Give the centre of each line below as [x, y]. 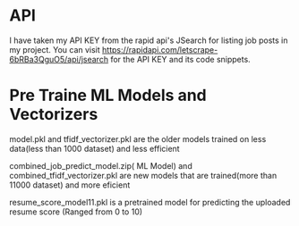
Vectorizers [54, 115]
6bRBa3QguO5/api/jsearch [59, 59]
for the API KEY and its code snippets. [180, 59]
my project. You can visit [55, 49]
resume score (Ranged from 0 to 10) [76, 212]
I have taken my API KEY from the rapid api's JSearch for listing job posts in [149, 40]
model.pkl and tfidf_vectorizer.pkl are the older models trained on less [138, 138]
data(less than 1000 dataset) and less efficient [95, 148]
